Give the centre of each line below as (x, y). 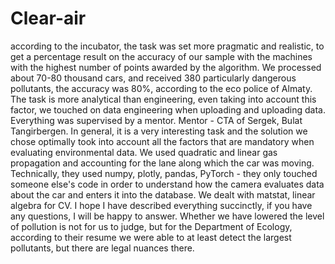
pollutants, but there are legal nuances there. (102, 248)
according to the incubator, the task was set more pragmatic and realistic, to (167, 46)
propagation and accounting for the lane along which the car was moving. (162, 163)
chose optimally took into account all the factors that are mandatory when (162, 141)
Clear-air (48, 18)
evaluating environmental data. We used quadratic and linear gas (144, 152)
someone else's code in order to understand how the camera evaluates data (167, 184)
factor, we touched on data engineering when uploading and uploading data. (168, 109)
